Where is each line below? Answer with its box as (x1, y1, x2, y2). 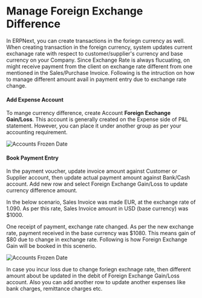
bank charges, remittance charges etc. (6, 285, 103, 293)
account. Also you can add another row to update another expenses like (6, 279, 186, 286)
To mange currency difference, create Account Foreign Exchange (6, 109, 171, 117)
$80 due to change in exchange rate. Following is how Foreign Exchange (6, 236, 187, 243)
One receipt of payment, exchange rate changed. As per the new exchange (6, 223, 194, 230)
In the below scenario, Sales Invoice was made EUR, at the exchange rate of (6, 198, 196, 206)
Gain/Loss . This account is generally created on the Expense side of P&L (6, 116, 189, 123)
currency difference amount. (6, 187, 77, 194)
